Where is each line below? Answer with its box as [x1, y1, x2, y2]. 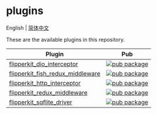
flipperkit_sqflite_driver [9, 98, 72, 106]
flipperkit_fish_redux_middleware [9, 69, 101, 78]
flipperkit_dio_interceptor [9, 60, 78, 68]
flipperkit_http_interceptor [9, 79, 81, 87]
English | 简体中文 [6, 24, 49, 31]
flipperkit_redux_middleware [9, 88, 88, 96]
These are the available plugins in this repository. [6, 36, 125, 43]
